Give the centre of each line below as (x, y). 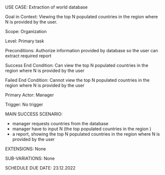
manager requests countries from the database (60, 123)
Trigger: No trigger (24, 105)
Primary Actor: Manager (30, 95)
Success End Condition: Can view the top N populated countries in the (77, 65)
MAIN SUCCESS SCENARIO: (34, 114)
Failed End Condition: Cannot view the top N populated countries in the (77, 80)
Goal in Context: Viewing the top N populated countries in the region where (82, 17)
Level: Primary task (25, 41)
